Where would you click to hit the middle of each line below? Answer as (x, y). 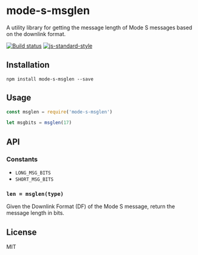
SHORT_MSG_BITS (34, 179)
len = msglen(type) (35, 194)
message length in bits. (36, 213)
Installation (28, 65)
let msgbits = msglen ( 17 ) (39, 123)
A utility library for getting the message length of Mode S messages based (99, 27)
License (22, 232)
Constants (22, 159)
